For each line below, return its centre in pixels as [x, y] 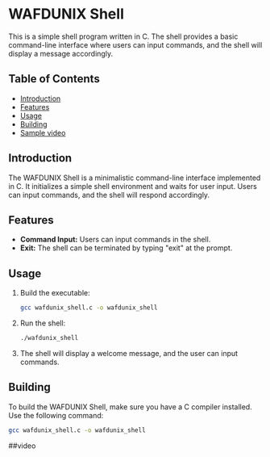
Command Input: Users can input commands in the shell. [115, 240]
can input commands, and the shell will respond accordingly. [109, 195]
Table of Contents [54, 79]
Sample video [43, 132]
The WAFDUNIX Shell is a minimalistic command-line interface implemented [135, 178]
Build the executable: [55, 293]
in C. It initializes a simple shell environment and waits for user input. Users [133, 186]
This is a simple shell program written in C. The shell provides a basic [123, 36]
